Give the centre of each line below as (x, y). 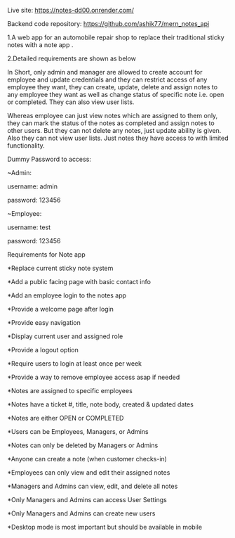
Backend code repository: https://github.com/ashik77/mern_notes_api (108, 24)
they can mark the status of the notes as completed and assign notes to (111, 123)
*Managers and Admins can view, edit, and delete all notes (93, 486)
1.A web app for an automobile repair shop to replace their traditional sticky (116, 37)
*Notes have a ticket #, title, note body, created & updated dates (101, 404)
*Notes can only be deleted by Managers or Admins (83, 445)
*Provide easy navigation (44, 322)
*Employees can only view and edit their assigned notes (89, 473)
